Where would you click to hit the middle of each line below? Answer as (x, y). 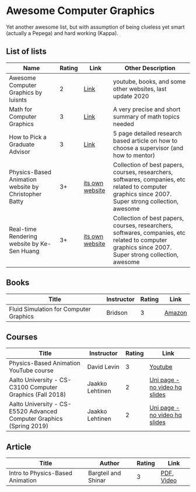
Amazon (176, 313)
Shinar (97, 480)
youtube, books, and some (149, 81)
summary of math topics (146, 116)
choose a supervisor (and (148, 148)
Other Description (150, 68)
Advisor (20, 151)
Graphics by (26, 92)
